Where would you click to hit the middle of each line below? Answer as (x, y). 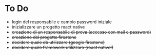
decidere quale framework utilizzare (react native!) (62, 47)
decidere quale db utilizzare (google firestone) (58, 42)
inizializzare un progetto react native (48, 27)
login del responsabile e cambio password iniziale (62, 22)
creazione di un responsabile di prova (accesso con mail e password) (81, 32)
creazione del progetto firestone (44, 37)
